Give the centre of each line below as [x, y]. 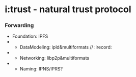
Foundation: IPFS [30, 36]
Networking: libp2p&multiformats [55, 58]
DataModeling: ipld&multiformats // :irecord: [66, 47]
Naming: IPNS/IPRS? [41, 69]
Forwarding [19, 25]
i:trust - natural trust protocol [68, 9]
